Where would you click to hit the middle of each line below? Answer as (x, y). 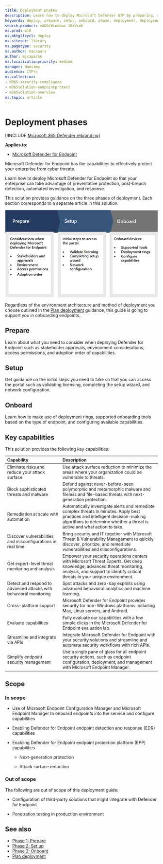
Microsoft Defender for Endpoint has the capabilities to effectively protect (79, 164)
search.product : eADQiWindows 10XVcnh (44, 26)
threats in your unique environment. (98, 577)
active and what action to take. (93, 527)
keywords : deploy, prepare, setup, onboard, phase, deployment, (71, 20)
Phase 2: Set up (28, 846)
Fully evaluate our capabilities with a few (103, 617)
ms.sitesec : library (26, 41)
